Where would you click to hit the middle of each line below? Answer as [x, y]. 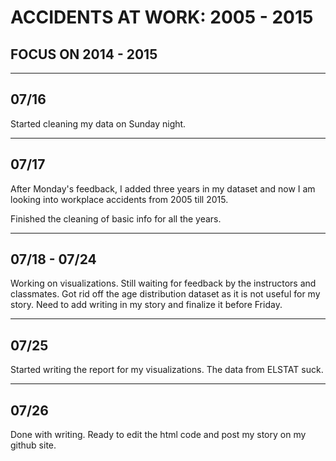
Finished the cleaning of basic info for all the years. [116, 218]
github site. [33, 445]
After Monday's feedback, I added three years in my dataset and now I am [163, 188]
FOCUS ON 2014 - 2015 [84, 54]
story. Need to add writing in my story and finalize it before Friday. [146, 305]
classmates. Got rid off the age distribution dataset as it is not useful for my [165, 294]
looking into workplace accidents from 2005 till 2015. [119, 199]
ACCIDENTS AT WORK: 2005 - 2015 [162, 17]
